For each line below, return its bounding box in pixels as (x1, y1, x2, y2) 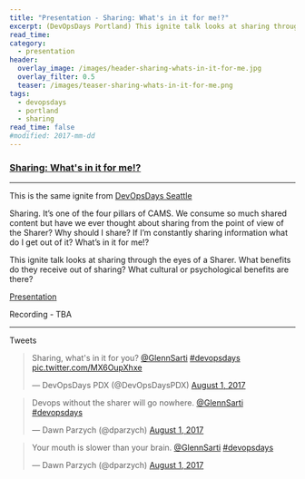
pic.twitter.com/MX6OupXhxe (31, 362, 143, 373)
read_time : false (9, 123, 75, 132)
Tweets (9, 335, 37, 346)
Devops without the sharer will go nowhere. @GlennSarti (31, 397, 243, 408)
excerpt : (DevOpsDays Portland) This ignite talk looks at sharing (9, 22, 271, 31)
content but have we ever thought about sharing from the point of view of (9, 218, 284, 229)
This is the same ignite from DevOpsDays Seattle (9, 191, 192, 201)
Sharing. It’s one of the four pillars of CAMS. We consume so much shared (9, 208, 288, 219)
